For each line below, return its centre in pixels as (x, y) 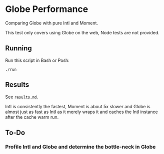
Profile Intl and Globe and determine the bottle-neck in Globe (80, 147)
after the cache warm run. (32, 117)
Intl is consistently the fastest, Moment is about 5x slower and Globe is (78, 106)
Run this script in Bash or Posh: (37, 60)
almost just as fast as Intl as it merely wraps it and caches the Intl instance (82, 112)
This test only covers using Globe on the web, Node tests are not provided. (82, 32)
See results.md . (22, 97)
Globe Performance (47, 9)
